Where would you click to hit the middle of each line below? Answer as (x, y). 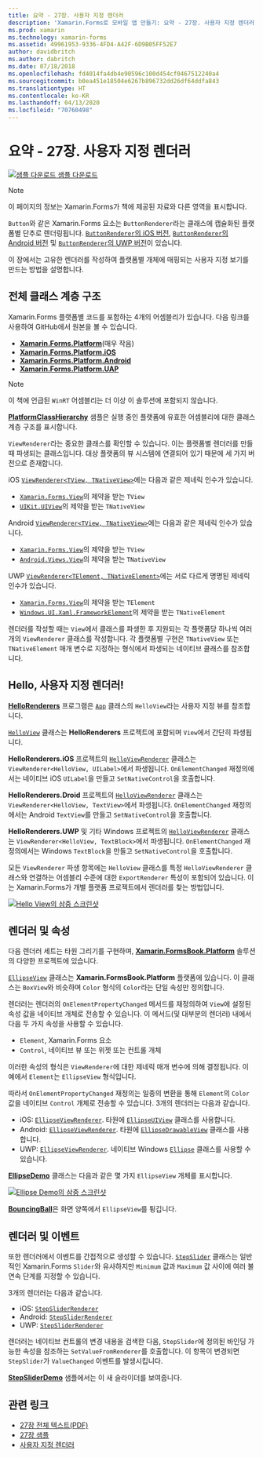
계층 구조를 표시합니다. (43, 426)
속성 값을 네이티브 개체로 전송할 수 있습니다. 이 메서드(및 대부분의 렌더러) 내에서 (130, 1014)
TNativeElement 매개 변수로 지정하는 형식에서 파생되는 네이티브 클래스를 (119, 648)
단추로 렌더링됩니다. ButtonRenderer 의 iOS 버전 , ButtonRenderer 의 (126, 233)
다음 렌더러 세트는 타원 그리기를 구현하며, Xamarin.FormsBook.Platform (122, 951)
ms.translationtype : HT (47, 88)
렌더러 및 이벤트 (44, 1236)
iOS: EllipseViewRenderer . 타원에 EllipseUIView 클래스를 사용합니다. (127, 1120)
